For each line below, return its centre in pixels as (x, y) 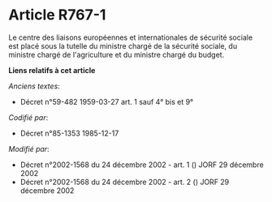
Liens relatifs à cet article (52, 70)
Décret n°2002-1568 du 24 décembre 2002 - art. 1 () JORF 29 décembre (142, 165)
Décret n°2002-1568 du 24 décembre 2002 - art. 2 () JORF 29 (125, 182)
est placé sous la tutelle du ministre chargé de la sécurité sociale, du (123, 45)
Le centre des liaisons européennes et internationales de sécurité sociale (131, 37)
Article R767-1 (57, 15)
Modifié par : (29, 148)
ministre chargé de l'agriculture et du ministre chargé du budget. (117, 54)
